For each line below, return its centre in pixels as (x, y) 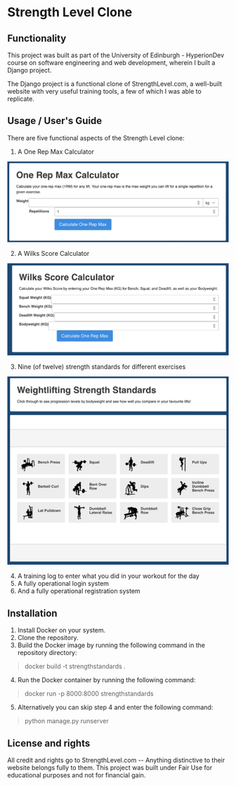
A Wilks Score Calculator (53, 254)
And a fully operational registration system (79, 591)
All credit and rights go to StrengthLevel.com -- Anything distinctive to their (116, 760)
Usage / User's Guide (55, 121)
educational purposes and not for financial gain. (77, 775)
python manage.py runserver (66, 721)
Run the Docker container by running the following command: (106, 680)
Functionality (37, 38)
